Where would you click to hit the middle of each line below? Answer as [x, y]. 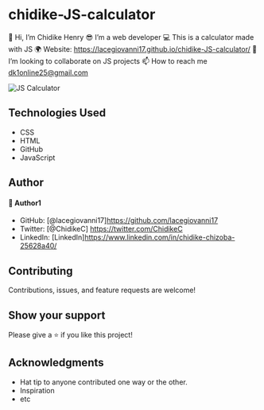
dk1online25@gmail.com [49, 72]
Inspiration [37, 390]
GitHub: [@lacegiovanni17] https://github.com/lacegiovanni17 [119, 221]
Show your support [57, 315]
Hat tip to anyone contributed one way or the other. [104, 382]
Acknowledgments [56, 363]
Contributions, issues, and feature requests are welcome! [102, 290]
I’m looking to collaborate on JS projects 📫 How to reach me [108, 61]
